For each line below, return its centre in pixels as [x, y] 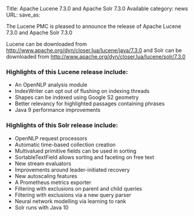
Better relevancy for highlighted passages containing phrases [90, 104]
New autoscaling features [46, 176]
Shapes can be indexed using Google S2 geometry [77, 98]
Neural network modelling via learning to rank [70, 201]
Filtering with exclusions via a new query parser [73, 195]
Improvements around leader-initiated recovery [72, 170]
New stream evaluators [43, 163]
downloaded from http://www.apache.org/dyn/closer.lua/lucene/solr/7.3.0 [96, 57]
